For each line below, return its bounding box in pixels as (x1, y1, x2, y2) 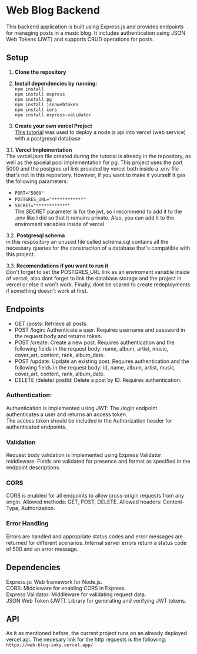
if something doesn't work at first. (6, 287, 88, 294)
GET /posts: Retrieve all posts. (14, 320, 88, 327)
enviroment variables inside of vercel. (14, 220, 106, 227)
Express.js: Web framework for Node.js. (6, 578, 103, 585)
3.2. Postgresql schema (6, 231, 65, 239)
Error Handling (6, 519, 49, 528)
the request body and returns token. (14, 332, 102, 339)
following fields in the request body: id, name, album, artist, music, (14, 364, 176, 371)
